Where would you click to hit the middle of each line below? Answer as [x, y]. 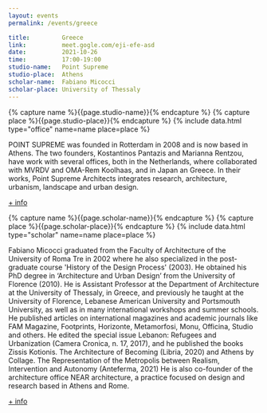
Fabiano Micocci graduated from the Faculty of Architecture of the [117, 250]
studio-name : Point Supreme [59, 67]
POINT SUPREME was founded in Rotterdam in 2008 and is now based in [128, 144]
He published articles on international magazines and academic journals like [133, 318]
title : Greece [46, 37]
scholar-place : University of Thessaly [75, 89]
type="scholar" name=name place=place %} [82, 234]
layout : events [33, 16]
